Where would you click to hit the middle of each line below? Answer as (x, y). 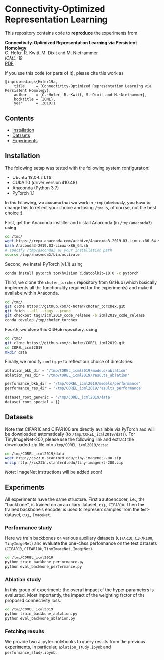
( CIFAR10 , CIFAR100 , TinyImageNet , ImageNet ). (49, 549)
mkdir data (16, 352)
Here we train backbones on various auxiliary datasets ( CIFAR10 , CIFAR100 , (79, 538)
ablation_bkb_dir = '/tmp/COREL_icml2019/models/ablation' (66, 370)
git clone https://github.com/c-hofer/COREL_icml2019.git (65, 343)
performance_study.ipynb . (31, 652)
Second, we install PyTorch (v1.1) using (44, 264)
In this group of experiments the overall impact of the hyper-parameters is (80, 590)
